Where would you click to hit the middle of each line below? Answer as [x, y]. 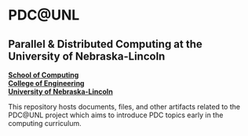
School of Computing [44, 75]
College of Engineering [46, 83]
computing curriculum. [45, 123]
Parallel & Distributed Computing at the [105, 44]
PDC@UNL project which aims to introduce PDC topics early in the [116, 115]
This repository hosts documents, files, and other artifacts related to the [124, 107]
